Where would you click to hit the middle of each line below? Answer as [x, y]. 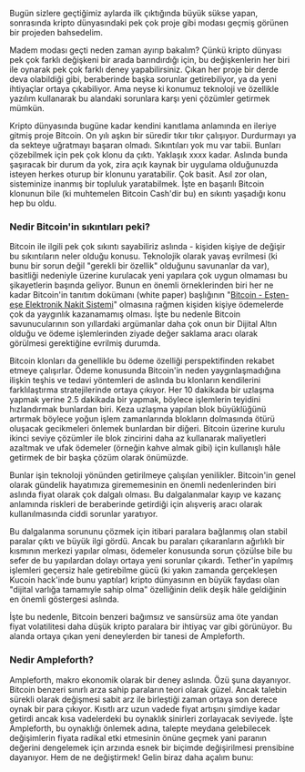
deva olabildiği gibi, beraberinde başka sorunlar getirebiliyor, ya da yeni [143, 79]
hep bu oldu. [33, 203]
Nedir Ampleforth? [51, 660]
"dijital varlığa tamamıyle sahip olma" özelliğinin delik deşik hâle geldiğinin [148, 590]
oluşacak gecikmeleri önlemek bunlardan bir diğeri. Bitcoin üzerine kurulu [147, 429]
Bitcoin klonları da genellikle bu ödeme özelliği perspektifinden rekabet [142, 361]
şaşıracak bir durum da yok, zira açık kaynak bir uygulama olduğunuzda [144, 164]
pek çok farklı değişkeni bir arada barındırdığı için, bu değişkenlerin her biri [150, 60]
